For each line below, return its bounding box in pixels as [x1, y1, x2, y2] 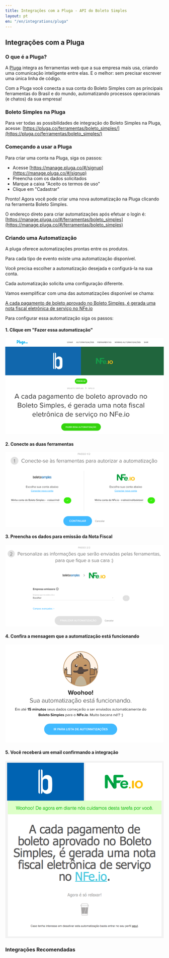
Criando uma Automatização [5, 234, 77, 241]
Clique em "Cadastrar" [12, 186, 60, 192]
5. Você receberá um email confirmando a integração [5, 750, 119, 756]
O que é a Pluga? [5, 53, 47, 60]
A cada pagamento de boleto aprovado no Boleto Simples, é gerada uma [5, 300, 156, 306]
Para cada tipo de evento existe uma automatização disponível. [5, 255, 136, 261]
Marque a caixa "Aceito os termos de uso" [12, 181, 101, 187]
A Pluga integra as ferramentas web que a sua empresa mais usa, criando [5, 65, 158, 71]
